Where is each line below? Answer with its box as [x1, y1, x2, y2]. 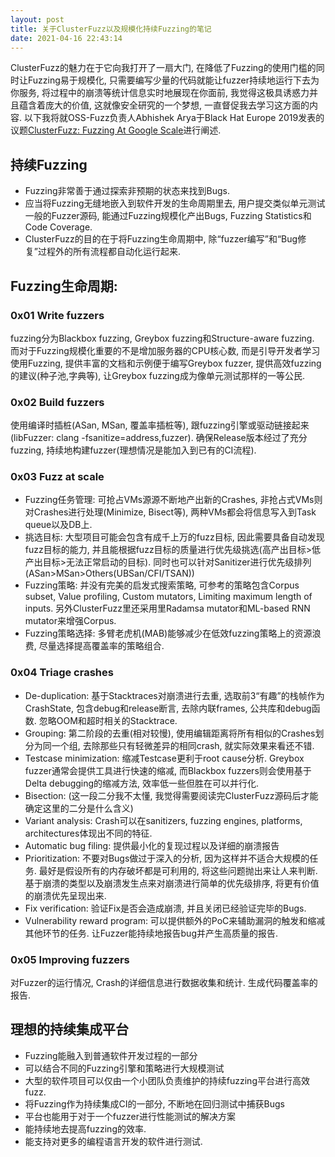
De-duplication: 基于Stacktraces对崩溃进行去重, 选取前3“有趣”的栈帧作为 [24, 689, 325, 701]
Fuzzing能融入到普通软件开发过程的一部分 [24, 1049, 198, 1061]
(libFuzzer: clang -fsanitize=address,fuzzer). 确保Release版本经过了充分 [10, 432, 308, 444]
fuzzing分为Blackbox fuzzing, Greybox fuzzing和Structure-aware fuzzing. [10, 332, 315, 344]
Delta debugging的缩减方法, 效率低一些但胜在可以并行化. [24, 777, 260, 789]
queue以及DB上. [24, 519, 93, 531]
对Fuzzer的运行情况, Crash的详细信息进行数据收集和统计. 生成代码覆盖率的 [10, 977, 318, 989]
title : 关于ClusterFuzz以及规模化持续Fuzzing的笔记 [10, 24, 212, 34]
